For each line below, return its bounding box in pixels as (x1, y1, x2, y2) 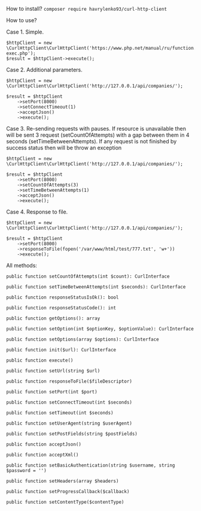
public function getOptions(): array (6, 315, 100, 321)
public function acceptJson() (6, 441, 82, 447)
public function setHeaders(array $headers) (6, 478, 119, 484)
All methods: (6, 262, 38, 269)
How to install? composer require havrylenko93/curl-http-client (6, 5, 167, 12)
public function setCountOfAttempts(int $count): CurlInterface (6, 273, 170, 279)
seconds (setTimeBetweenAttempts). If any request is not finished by (6, 138, 177, 145)
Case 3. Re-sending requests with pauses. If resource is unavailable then (6, 125, 187, 132)
